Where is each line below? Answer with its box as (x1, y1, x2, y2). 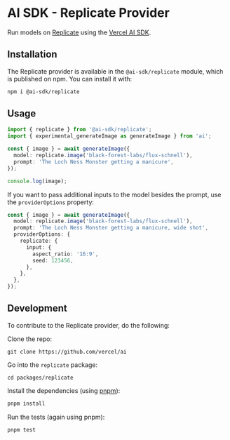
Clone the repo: (7, 335, 53, 343)
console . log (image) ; (7, 178, 68, 185)
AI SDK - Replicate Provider (7, 5, 170, 21)
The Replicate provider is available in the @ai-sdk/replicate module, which (7, 67, 224, 75)
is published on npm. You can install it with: (7, 74, 133, 83)
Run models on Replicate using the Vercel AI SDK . (7, 28, 151, 36)
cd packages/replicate (7, 374, 74, 381)
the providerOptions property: (7, 198, 95, 206)
